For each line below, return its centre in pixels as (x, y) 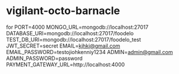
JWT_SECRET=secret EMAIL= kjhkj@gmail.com (63, 46)
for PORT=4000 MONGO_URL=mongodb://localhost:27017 (77, 27)
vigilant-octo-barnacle (63, 11)
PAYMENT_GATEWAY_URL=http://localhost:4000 (66, 64)
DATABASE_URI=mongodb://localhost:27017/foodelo (70, 33)
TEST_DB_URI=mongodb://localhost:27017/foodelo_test (74, 39)
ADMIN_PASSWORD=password (44, 58)
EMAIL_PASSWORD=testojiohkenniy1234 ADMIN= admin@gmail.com (89, 52)
